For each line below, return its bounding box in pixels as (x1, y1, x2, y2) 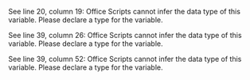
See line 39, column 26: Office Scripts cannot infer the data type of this (8, 31, 242, 40)
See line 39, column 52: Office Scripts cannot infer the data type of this (8, 55, 242, 63)
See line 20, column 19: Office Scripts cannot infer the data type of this (8, 7, 241, 16)
